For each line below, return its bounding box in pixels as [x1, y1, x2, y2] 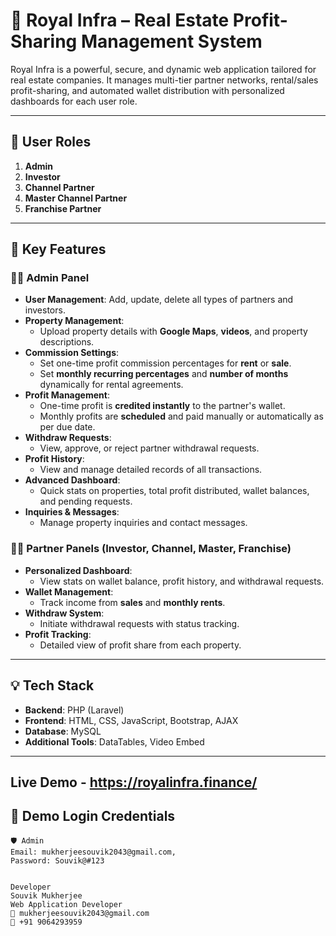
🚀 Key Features [10, 241, 107, 258]
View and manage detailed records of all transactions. [39, 464, 263, 476]
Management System [80, 30, 263, 53]
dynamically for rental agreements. [39, 379, 184, 391]
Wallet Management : [24, 585, 114, 598]
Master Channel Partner [24, 192, 128, 204]
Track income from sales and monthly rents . [39, 596, 226, 608]
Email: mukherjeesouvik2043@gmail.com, [10, 847, 177, 857]
